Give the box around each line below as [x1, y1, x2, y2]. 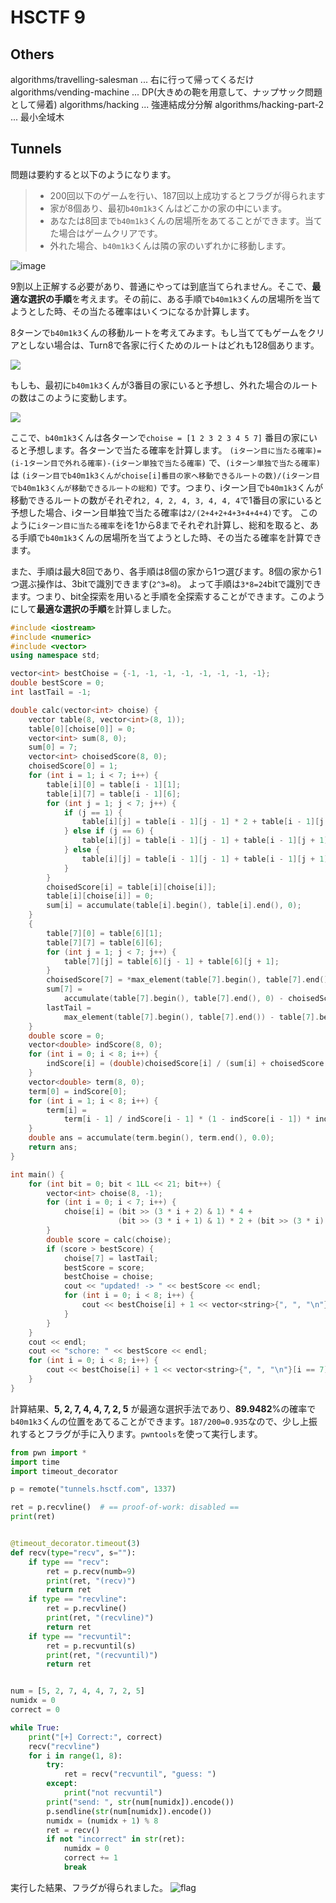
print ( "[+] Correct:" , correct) [28, 1732, 163, 1742]
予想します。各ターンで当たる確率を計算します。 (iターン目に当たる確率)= [27, 444, 322, 456]
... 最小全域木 [10, 111, 65, 123]
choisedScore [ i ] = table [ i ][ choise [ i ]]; [46, 882, 217, 892]
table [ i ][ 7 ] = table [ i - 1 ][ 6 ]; [46, 789, 182, 799]
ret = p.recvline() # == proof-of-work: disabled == [10, 1502, 240, 1513]
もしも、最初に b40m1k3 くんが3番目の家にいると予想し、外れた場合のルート [10, 379, 319, 391]
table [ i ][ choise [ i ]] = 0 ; [46, 891, 155, 901]
